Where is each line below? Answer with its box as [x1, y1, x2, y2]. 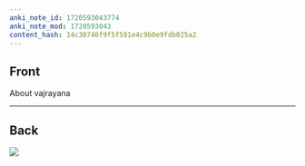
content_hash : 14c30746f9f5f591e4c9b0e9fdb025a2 [9, 30, 197, 39]
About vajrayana [9, 88, 71, 99]
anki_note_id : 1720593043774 [9, 13, 120, 23]
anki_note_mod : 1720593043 [9, 22, 112, 31]
